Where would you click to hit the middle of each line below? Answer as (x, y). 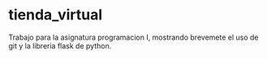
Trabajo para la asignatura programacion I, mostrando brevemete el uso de (133, 37)
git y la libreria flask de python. (60, 45)
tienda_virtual (56, 15)
